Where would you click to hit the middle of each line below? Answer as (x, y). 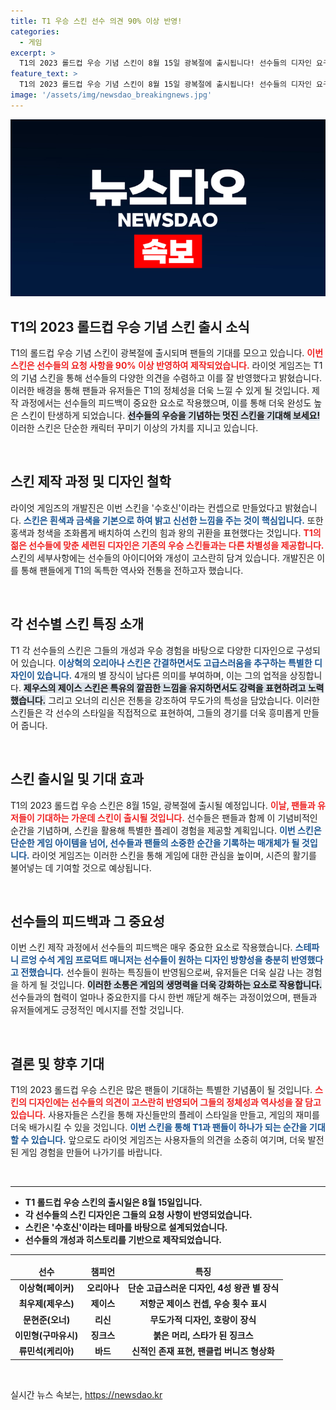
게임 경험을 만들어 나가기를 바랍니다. (91, 1152)
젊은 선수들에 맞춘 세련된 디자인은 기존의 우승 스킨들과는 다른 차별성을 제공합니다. (167, 545)
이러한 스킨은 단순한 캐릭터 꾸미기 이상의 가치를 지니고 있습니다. (134, 428)
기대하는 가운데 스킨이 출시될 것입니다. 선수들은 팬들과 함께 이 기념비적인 (177, 817)
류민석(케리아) (46, 1351)
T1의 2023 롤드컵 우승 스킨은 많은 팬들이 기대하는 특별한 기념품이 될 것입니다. (161, 1090)
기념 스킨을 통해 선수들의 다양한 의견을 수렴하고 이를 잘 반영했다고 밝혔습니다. (171, 378)
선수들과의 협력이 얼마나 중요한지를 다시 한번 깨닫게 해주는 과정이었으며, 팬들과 (164, 997)
